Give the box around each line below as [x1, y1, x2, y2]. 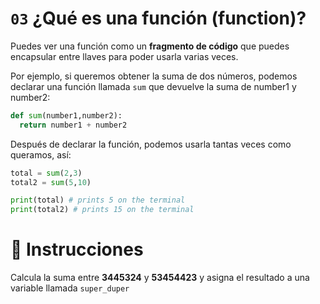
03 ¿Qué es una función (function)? [10, 7, 307, 30]
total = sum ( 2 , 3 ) [10, 168, 83, 178]
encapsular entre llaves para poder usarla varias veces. [10, 50, 239, 62]
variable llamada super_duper [10, 282, 130, 294]
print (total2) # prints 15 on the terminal [10, 205, 195, 215]
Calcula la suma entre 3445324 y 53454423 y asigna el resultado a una [10, 272, 310, 284]
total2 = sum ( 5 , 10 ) [10, 177, 92, 187]
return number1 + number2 [19, 120, 128, 130]
